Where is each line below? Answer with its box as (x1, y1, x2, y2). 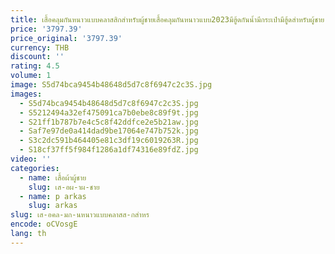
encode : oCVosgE (10, 219, 78, 230)
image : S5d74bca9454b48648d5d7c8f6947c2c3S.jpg (10, 80, 213, 90)
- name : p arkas (19, 191, 87, 201)
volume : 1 (10, 71, 52, 81)
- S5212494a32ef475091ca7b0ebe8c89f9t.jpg (19, 107, 199, 118)
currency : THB (10, 42, 70, 53)
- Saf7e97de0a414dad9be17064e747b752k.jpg (19, 126, 199, 136)
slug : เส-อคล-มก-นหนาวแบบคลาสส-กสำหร (10, 210, 150, 220)
